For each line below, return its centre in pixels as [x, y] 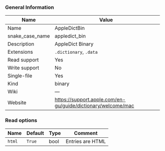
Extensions [20, 52]
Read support [23, 60]
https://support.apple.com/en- [90, 100]
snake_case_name [29, 36]
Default [35, 133]
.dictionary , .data [76, 52]
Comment [86, 133]
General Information [30, 7]
